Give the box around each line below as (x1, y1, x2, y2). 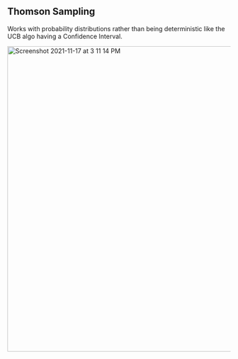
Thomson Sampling (7, 6, 96, 18)
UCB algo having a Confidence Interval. (7, 32, 123, 40)
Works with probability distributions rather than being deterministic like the (7, 24, 225, 33)
